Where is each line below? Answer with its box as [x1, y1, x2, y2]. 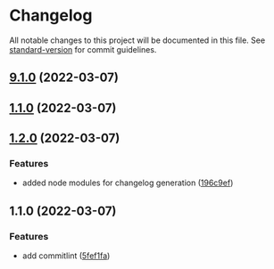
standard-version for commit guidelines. [9, 44, 157, 54]
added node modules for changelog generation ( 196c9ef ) [21, 177, 234, 188]
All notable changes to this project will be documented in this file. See [9, 35, 266, 45]
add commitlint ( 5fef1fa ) [21, 250, 111, 261]
